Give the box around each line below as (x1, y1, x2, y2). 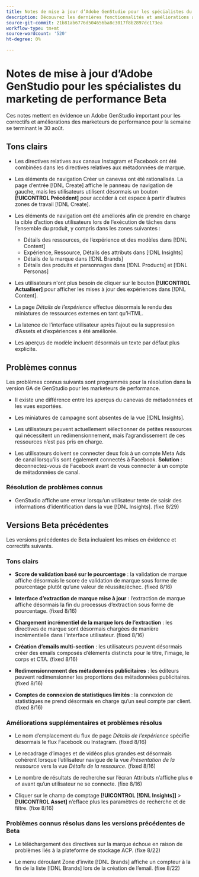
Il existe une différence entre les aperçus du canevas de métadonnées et (14, 396, 193, 403)
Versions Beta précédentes (6, 520, 109, 530)
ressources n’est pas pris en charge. (14, 438, 104, 445)
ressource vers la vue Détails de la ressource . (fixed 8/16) (14, 762, 156, 770)
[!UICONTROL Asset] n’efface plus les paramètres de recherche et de (14, 798, 186, 805)
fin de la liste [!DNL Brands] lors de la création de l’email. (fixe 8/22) (14, 865, 181, 872)
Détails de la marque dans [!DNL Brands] (23, 255, 123, 262)
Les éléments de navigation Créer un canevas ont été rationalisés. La (14, 175, 184, 182)
